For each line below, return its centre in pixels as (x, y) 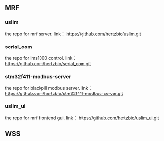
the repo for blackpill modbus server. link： (49, 88)
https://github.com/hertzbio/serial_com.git (48, 63)
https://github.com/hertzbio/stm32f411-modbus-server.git (64, 94)
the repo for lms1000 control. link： (41, 58)
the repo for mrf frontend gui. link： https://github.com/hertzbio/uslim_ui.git (82, 118)
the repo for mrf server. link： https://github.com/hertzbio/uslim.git (73, 34)
